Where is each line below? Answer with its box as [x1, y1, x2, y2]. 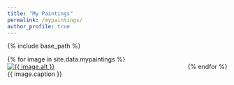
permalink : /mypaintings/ [7, 17, 82, 23]
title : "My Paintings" [7, 10, 73, 17]
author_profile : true [7, 23, 71, 30]
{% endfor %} [187, 63, 228, 71]
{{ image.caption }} [7, 70, 63, 78]
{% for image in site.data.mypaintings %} [7, 55, 126, 64]
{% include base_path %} [7, 42, 81, 50]
